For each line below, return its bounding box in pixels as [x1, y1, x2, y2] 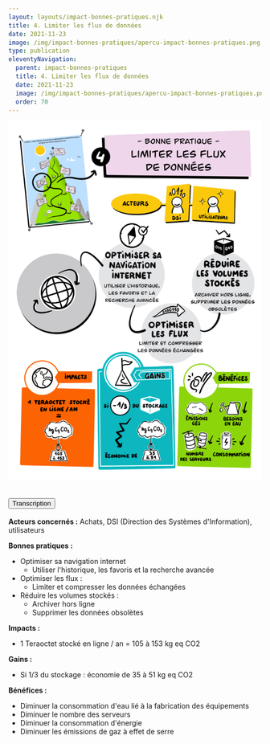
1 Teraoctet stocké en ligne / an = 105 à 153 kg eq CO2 [19, 639, 201, 648]
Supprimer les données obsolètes [31, 607, 144, 618]
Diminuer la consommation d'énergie [19, 718, 142, 728]
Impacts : [8, 623, 40, 633]
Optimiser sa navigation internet [19, 557, 126, 566]
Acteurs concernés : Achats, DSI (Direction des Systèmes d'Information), [8, 517, 252, 526]
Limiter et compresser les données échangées [31, 583, 186, 592]
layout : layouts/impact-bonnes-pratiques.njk [8, 13, 163, 21]
